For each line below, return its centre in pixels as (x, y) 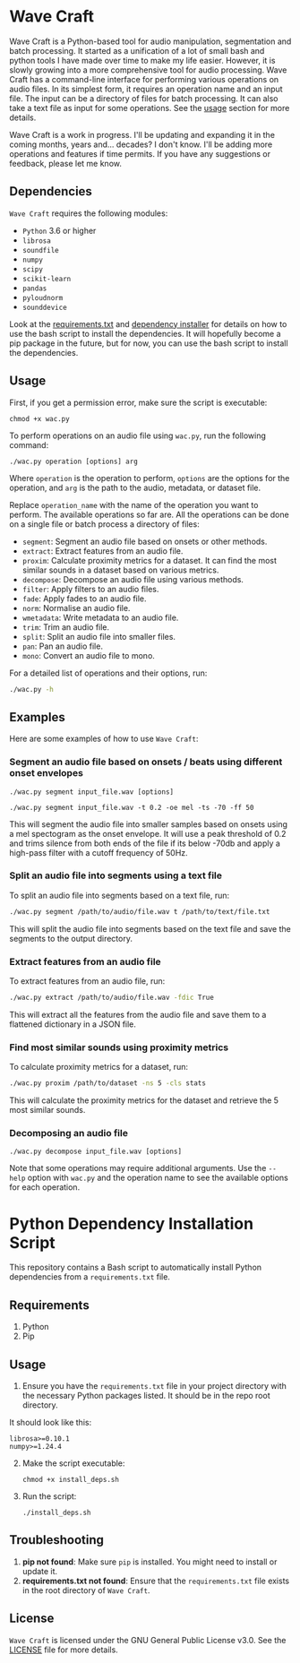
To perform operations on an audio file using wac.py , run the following (138, 435)
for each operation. (45, 1187)
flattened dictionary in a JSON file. (73, 1024)
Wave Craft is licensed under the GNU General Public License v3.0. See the (148, 1640)
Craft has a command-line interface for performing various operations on (144, 79)
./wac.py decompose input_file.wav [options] (95, 1152)
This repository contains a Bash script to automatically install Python (136, 1267)
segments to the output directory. (71, 938)
